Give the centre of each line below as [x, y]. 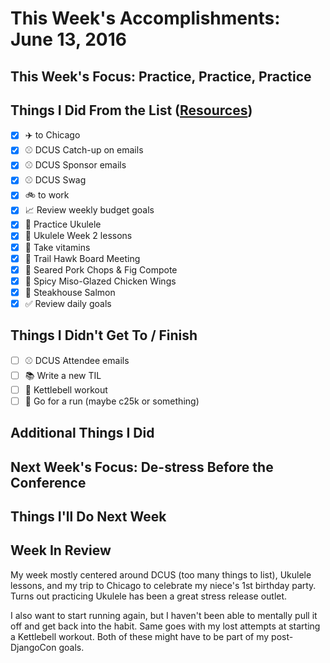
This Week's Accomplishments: [145, 18]
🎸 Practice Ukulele [63, 224]
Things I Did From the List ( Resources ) [131, 110]
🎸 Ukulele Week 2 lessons [78, 236]
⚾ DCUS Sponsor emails [75, 165]
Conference [48, 482]
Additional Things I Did [82, 433]
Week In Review [61, 550]
